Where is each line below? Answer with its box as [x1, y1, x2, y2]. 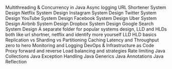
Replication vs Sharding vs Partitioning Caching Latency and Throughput [5, 37, 159, 43]
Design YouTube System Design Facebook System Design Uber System [5, 15, 157, 21]
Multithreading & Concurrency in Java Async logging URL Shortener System [5, 5, 166, 10]
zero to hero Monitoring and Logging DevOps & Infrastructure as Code [5, 42, 154, 48]
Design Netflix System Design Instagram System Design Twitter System [5, 10, 157, 16]
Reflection [5, 59, 27, 64]
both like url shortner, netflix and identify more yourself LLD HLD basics [5, 32, 157, 37]
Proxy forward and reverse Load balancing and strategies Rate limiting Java [5, 48, 165, 54]
